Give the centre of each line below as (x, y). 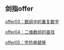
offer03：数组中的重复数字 (32, 22)
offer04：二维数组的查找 (30, 32)
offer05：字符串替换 (26, 42)
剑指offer (19, 9)
